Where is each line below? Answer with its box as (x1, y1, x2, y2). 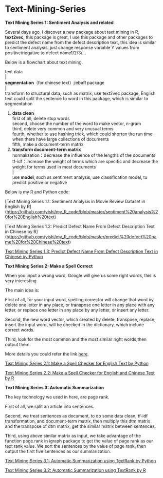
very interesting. (5, 277, 38, 284)
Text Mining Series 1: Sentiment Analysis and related (5, 20, 114, 25)
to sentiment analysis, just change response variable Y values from (5, 44, 140, 50)
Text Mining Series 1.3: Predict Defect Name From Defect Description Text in (5, 248, 158, 254)
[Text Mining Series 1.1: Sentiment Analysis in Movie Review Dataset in (5, 198, 145, 204)
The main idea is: (5, 287, 40, 293)
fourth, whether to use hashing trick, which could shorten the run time (12, 131, 153, 137)
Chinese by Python (5, 253, 43, 259)
